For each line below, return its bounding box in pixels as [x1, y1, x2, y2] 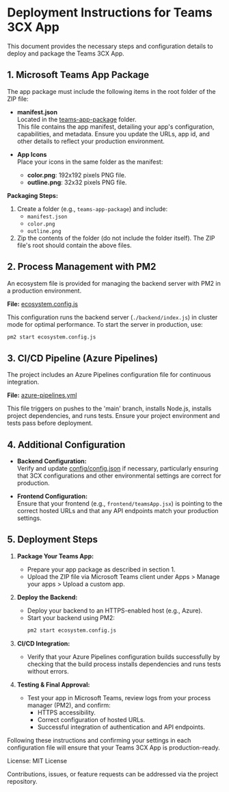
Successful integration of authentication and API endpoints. [37, 723, 205, 731]
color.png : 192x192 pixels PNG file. [27, 171, 126, 179]
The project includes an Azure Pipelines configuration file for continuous [7, 371, 211, 379]
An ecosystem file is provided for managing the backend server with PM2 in [7, 279, 221, 287]
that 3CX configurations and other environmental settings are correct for [16, 471, 221, 480]
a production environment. [7, 286, 82, 295]
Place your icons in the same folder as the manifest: [16, 158, 163, 166]
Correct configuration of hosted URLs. [37, 715, 146, 723]
